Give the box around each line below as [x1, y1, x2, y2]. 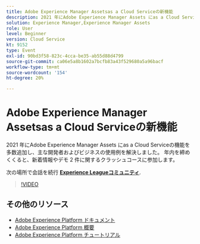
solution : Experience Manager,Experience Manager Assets [6, 20, 151, 26]
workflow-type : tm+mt [6, 64, 60, 70]
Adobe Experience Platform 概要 [14, 224, 95, 231]
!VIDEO [20, 181, 39, 188]
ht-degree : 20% [6, 75, 44, 81]
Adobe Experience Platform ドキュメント [14, 216, 115, 223]
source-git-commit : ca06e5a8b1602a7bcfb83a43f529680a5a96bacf [6, 58, 164, 64]
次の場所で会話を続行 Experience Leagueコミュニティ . [6, 169, 141, 176]
